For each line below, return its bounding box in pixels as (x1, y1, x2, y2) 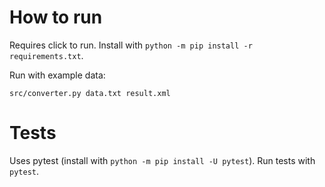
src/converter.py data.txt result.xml (9, 88, 171, 98)
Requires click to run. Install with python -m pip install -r (9, 39, 253, 51)
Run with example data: (9, 69, 106, 81)
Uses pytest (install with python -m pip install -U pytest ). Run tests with (9, 154, 316, 166)
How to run (9, 6, 103, 29)
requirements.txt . (9, 49, 84, 61)
